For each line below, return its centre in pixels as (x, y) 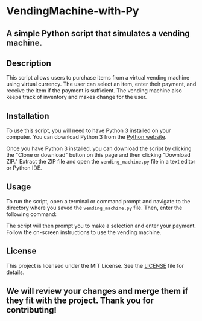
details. (15, 272)
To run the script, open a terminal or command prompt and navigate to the (98, 202)
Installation (28, 116)
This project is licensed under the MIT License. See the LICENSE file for (95, 265)
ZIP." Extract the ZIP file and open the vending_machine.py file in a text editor (101, 162)
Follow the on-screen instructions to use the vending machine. (84, 232)
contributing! (32, 310)
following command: (32, 214)
